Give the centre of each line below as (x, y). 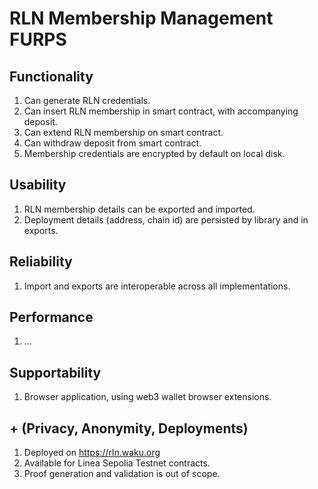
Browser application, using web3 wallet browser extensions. (147, 397)
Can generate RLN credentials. (87, 100)
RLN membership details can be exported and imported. (139, 209)
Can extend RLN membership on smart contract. (123, 132)
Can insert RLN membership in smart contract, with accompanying (161, 111)
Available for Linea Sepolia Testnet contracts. (117, 463)
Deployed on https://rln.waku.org (92, 453)
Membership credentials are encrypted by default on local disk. (154, 153)
